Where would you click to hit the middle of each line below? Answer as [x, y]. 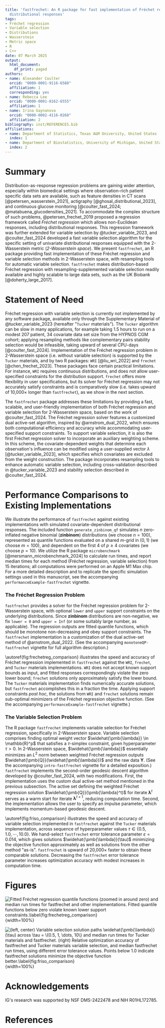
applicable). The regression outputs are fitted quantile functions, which [77, 626]
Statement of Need [44, 300]
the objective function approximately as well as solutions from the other [77, 845]
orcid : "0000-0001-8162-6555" [40, 102]
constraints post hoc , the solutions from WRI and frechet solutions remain [79, 693]
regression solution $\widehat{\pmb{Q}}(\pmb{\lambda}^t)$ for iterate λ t [79, 792]
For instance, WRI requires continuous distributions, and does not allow [76, 371]
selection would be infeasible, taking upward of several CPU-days [72, 345]
